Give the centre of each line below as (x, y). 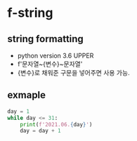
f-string (30, 13)
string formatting (46, 39)
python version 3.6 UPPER (56, 55)
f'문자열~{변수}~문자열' (50, 64)
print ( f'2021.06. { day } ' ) (56, 124)
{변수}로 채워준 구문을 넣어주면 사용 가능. (73, 73)
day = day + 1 (40, 131)
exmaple (27, 95)
